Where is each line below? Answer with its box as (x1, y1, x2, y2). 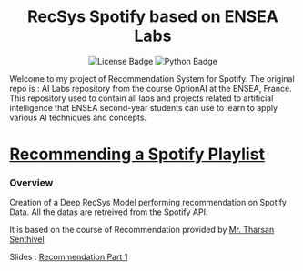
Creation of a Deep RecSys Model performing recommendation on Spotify (9, 197, 287, 208)
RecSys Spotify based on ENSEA (26, 6, 279, 27)
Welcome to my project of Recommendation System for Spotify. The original (9, 73, 295, 84)
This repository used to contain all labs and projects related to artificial (9, 93, 274, 104)
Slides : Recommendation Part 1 (9, 252, 128, 263)
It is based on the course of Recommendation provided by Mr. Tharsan (9, 225, 275, 236)
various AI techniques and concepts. (9, 112, 147, 123)
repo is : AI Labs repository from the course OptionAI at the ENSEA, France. (9, 83, 293, 94)
